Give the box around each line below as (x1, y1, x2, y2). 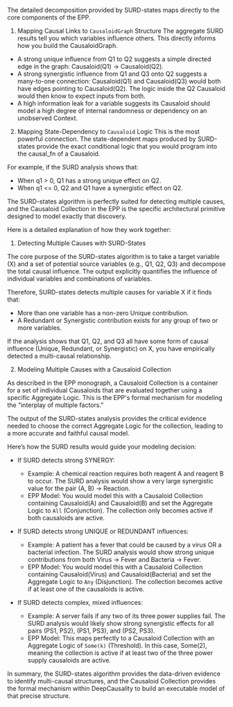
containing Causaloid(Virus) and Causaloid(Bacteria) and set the (27, 570, 212, 579)
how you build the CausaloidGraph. (17, 42, 118, 49)
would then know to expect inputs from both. (17, 92, 146, 100)
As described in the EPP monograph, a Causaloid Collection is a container (7, 379, 218, 387)
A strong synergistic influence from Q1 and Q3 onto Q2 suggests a (17, 69, 207, 78)
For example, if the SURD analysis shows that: (7, 163, 139, 171)
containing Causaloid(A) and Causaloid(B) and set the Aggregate (27, 499, 213, 507)
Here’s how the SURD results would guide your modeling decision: (7, 442, 196, 451)
